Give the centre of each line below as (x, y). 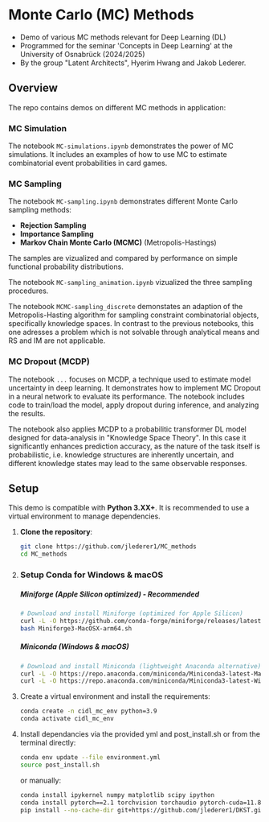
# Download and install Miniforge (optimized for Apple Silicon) (131, 613)
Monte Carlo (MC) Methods (101, 15)
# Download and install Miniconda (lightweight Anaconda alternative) (141, 666)
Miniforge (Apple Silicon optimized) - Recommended (110, 594)
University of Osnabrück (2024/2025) (83, 54)
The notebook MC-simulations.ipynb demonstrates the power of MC (121, 146)
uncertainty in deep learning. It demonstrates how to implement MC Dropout (134, 387)
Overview (33, 88)
